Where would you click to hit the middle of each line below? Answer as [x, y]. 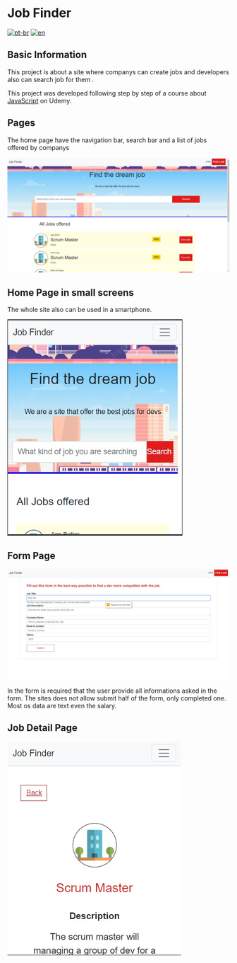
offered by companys [38, 147]
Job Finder [39, 13]
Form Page [31, 556]
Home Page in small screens [71, 293]
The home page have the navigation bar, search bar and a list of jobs [107, 140]
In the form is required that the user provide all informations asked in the [112, 691]
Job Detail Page [42, 728]
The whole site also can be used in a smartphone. [80, 310]
